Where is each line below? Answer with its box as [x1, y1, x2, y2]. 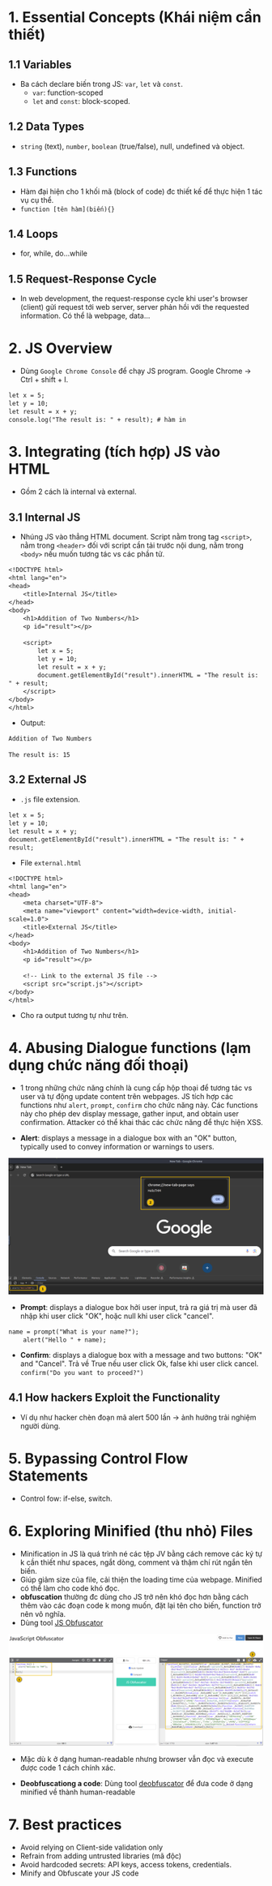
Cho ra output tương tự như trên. [19, 1010, 129, 1020]
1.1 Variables [8, 58, 72, 71]
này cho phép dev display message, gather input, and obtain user [19, 1108, 240, 1119]
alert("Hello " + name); [23, 1335, 107, 1344]
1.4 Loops [8, 227, 58, 241]
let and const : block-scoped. [32, 97, 131, 105]
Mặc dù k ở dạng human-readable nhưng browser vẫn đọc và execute [19, 1755, 253, 1764]
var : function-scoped [32, 88, 104, 97]
